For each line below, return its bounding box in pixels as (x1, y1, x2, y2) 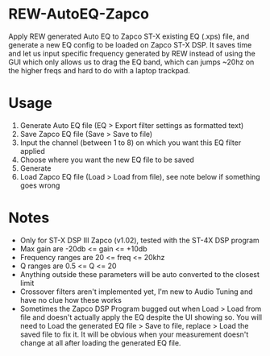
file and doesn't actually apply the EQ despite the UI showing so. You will (19, 312, 263, 322)
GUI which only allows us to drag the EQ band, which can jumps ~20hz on (8, 57, 255, 67)
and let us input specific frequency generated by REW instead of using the (8, 48, 255, 58)
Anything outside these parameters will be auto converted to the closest (19, 269, 260, 279)
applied (19, 146, 46, 155)
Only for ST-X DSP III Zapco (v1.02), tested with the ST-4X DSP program (19, 235, 260, 245)
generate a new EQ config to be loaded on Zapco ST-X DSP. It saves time (8, 39, 252, 49)
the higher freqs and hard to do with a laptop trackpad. (8, 65, 191, 75)
